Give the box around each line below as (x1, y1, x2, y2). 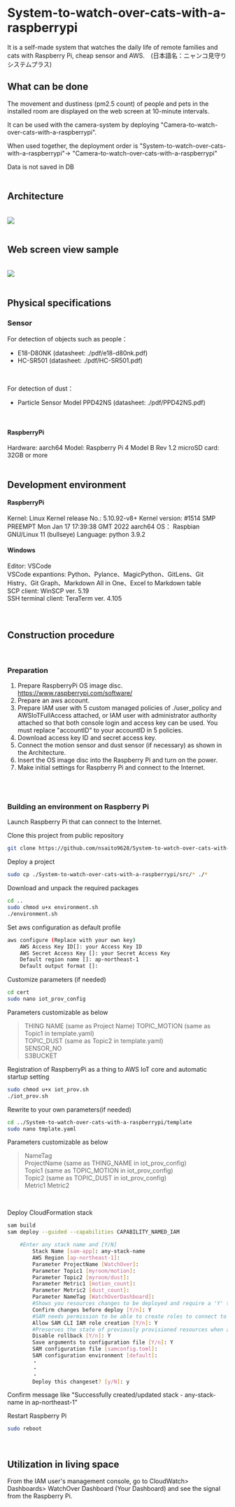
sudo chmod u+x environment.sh (7, 904, 99, 911)
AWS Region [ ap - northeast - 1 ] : (32, 1254, 120, 1261)
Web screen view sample (7, 243, 119, 255)
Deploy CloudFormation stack (7, 1208, 93, 1217)
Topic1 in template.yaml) (24, 1029, 94, 1037)
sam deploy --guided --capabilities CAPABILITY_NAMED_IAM (7, 1229, 180, 1236)
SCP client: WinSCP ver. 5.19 (7, 587, 90, 595)
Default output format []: (20, 962, 99, 970)
